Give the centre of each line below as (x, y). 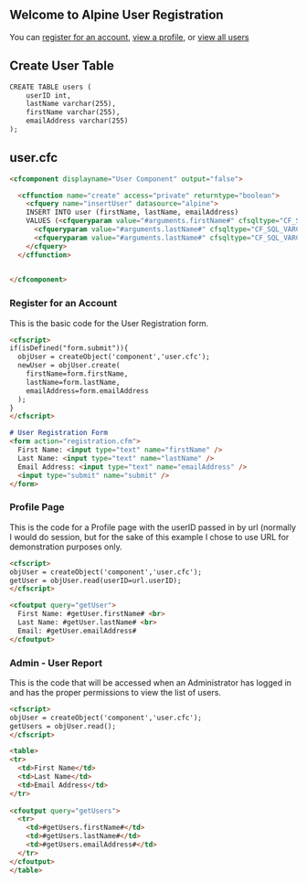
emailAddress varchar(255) (77, 121)
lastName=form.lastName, (73, 382)
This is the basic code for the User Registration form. (109, 323)
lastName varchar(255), (71, 104)
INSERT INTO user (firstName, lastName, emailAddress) (132, 213)
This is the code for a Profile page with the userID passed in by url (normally (153, 527)
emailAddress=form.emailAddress (87, 391)
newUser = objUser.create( (69, 366)
